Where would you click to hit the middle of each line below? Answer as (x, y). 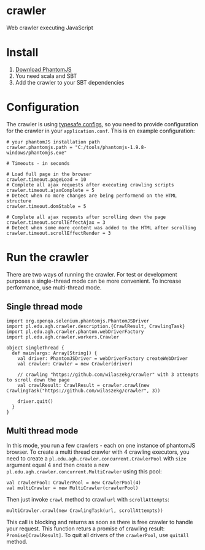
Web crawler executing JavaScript (50, 28)
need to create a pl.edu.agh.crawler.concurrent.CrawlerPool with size (97, 459)
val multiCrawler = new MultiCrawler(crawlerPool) (72, 488)
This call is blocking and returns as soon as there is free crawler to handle (100, 522)
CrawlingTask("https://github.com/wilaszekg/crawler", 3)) (83, 391)
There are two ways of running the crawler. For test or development (92, 274)
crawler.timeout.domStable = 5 (46, 206)
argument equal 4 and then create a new (58, 465)
